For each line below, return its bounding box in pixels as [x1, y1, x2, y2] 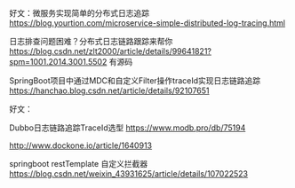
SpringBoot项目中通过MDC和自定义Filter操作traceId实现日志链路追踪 [9, 75, 261, 86]
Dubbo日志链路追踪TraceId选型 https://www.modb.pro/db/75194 [9, 122, 246, 133]
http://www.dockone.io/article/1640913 [9, 140, 153, 151]
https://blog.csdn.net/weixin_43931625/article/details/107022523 [9, 168, 249, 179]
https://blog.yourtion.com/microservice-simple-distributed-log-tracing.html [9, 18, 286, 28]
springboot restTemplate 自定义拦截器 [9, 159, 148, 168]
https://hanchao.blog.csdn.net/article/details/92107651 [9, 85, 211, 96]
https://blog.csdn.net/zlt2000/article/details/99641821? [9, 46, 211, 56]
